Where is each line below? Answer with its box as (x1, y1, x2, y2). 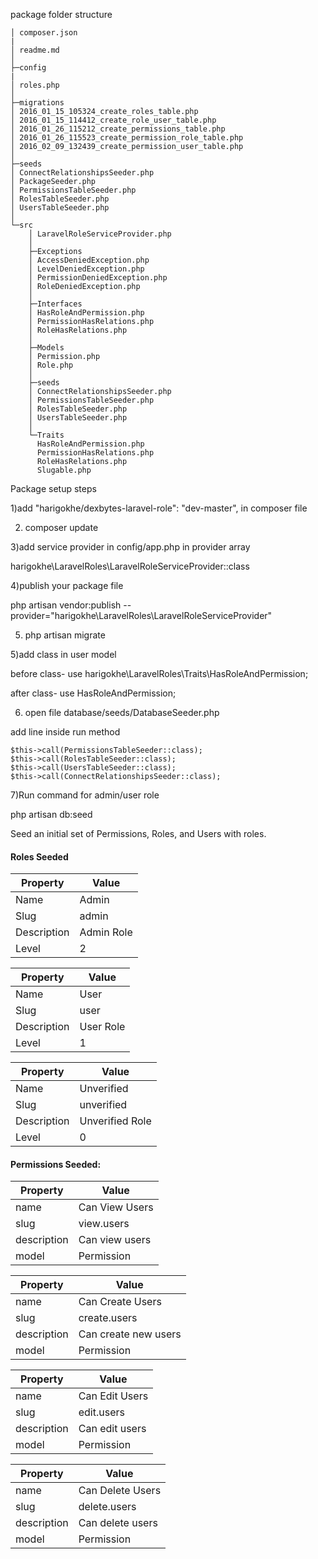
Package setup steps (10, 483, 97, 494)
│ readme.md (10, 45, 60, 55)
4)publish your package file (10, 580, 124, 591)
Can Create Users (78, 1295, 162, 1309)
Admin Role (79, 925, 133, 939)
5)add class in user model (10, 649, 117, 660)
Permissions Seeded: (10, 1158, 102, 1170)
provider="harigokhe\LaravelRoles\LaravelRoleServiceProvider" (10, 610, 273, 621)
